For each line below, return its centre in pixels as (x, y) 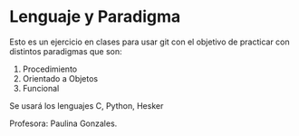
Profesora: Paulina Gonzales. (63, 123)
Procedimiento (50, 69)
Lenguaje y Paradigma (95, 17)
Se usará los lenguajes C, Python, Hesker (87, 105)
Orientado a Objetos (60, 78)
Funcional (41, 88)
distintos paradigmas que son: (66, 51)
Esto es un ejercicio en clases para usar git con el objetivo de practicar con (149, 42)
